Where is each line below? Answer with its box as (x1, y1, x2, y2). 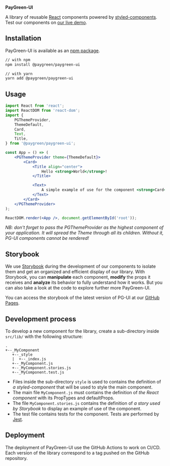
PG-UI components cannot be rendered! (5, 235, 90, 241)
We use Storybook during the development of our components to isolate (5, 263, 156, 270)
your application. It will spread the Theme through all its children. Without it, (5, 230, 164, 236)
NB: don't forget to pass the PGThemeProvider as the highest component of (5, 225, 164, 231)
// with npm (5, 57, 30, 62)
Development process (5, 315, 76, 323)
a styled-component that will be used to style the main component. (12, 384, 153, 390)
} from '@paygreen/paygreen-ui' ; (5, 141, 76, 146)
